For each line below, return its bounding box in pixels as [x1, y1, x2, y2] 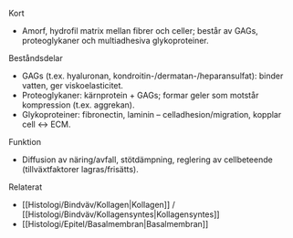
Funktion [8, 137, 42, 147]
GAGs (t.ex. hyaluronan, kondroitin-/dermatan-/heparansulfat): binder [21, 70, 284, 81]
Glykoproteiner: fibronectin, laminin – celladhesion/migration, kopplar [21, 109, 282, 119]
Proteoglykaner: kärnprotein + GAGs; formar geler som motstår [21, 90, 259, 100]
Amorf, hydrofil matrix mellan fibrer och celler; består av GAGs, [21, 26, 259, 36]
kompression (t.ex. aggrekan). [21, 99, 135, 110]
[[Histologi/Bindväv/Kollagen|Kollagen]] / [21, 200, 175, 210]
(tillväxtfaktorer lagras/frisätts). [21, 164, 139, 174]
